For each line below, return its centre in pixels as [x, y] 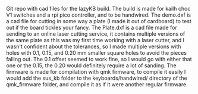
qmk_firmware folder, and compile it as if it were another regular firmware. [97, 84]
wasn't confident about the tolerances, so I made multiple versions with [94, 46]
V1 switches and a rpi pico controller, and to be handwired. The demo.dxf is [99, 15]
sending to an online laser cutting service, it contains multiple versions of [96, 34]
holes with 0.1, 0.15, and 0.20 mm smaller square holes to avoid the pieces [97, 53]
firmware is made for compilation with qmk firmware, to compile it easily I [96, 72]
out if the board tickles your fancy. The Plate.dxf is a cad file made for [92, 27]
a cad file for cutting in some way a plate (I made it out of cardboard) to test [99, 21]
